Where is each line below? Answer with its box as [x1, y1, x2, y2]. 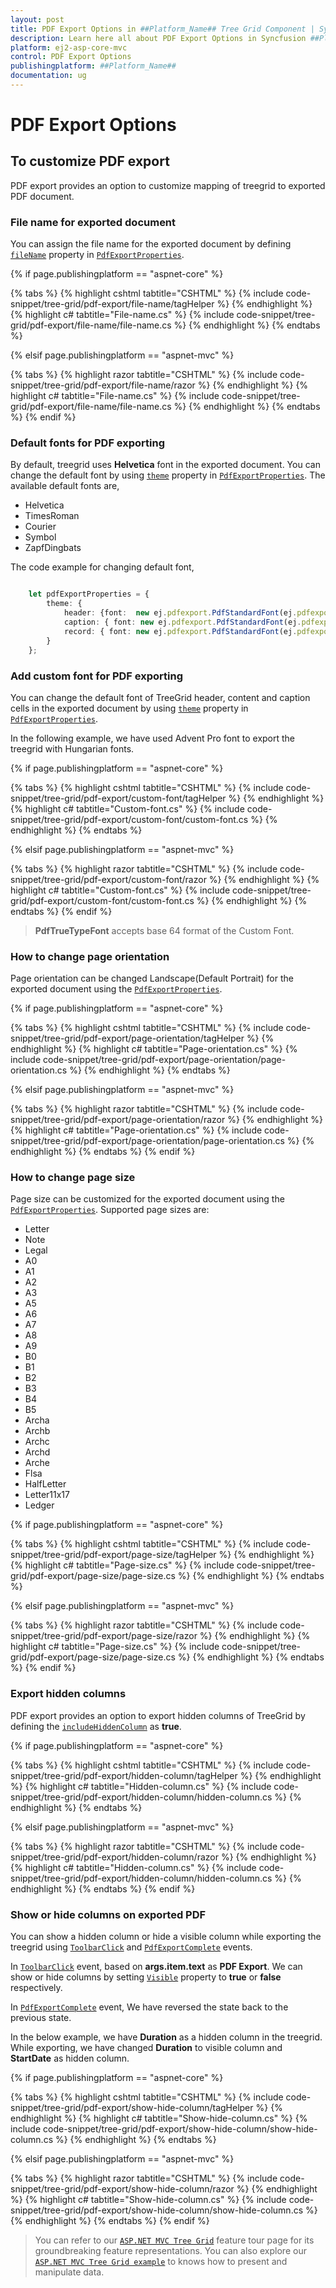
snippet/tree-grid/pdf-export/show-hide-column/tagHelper [10, 2102, 254, 2114]
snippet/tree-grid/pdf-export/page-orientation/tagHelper [10, 1032, 245, 1045]
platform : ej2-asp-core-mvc [10, 42, 128, 53]
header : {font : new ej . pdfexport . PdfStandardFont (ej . [63, 608, 298, 618]
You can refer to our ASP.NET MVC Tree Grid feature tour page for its [34, 2234, 315, 2246]
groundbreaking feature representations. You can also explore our [34, 2245, 307, 2257]
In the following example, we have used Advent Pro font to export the [10, 732, 296, 744]
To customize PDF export [10, 153, 170, 170]
